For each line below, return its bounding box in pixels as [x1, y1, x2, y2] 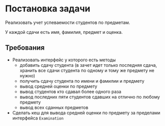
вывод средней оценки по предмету [19, 83, 98, 89]
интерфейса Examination [12, 115, 64, 121]
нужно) [19, 73, 36, 79]
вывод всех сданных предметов [19, 104, 88, 110]
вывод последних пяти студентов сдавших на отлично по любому [19, 94, 160, 100]
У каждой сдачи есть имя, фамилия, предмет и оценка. [5, 29, 123, 35]
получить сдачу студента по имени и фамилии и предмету [19, 78, 145, 84]
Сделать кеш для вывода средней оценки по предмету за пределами [12, 110, 161, 116]
